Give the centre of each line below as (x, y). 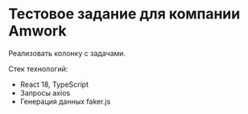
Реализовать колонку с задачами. (67, 53)
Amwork (37, 31)
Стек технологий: (38, 68)
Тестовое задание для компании (124, 14)
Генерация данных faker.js (65, 101)
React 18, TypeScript (54, 84)
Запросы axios (45, 92)
